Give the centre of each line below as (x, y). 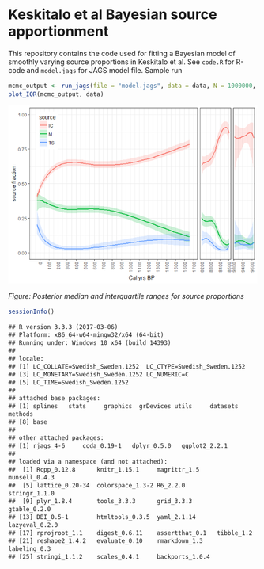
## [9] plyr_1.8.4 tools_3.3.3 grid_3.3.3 (100, 501)
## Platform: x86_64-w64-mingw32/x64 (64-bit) (86, 334)
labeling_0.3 (30, 548)
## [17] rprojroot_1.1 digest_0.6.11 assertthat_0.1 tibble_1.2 (130, 533)
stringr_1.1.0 (32, 493)
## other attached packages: (56, 437)
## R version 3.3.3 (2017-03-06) (63, 327)
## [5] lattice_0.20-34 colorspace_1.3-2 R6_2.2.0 (97, 485)
